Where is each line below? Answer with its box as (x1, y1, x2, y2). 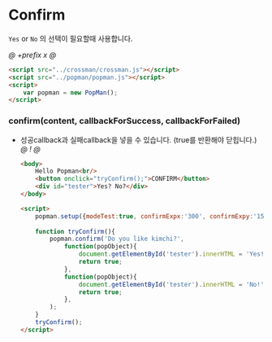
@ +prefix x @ (8, 50, 57, 59)
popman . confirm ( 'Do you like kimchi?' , (50, 235, 185, 243)
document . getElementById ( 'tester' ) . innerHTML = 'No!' (78, 280, 265, 288)
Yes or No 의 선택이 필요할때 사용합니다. (8, 33, 133, 43)
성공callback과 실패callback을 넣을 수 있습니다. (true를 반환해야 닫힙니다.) (19, 134, 257, 144)
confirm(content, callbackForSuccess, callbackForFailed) (8, 116, 241, 127)
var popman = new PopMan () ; (23, 88, 118, 97)
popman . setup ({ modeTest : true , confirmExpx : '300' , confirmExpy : (35, 212, 254, 221)
